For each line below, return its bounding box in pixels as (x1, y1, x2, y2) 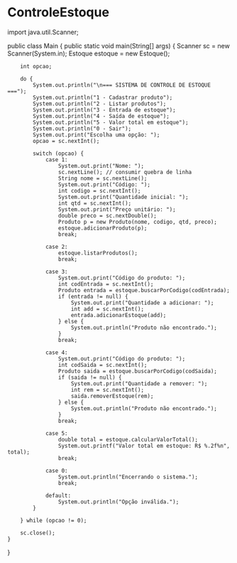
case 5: (45, 429, 69, 437)
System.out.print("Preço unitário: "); (57, 205, 176, 213)
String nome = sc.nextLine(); (57, 175, 148, 182)
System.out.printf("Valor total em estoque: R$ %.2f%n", (57, 442, 231, 449)
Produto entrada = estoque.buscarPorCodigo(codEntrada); (57, 286, 231, 294)
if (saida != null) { (57, 374, 122, 381)
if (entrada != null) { (57, 293, 129, 300)
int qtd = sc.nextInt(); (57, 200, 132, 207)
